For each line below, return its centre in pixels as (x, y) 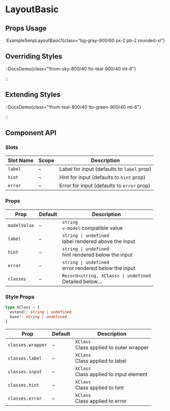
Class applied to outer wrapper (112, 348)
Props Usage (26, 28)
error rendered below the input (99, 268)
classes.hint (24, 385)
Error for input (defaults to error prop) (105, 186)
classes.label (25, 358)
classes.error (25, 399)
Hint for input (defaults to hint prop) (103, 177)
